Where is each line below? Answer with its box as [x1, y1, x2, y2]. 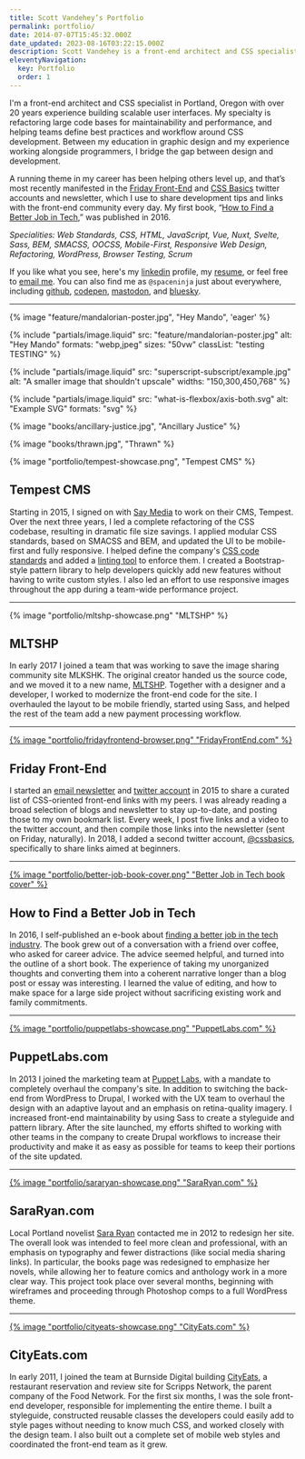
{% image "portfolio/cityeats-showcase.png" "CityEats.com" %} [9, 1321, 251, 1332]
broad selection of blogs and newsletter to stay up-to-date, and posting [9, 804, 278, 815]
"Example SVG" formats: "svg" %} [9, 403, 138, 414]
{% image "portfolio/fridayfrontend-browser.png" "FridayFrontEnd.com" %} [9, 734, 293, 745]
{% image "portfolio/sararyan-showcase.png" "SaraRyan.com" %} [9, 1176, 259, 1187]
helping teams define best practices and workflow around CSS [9, 126, 244, 137]
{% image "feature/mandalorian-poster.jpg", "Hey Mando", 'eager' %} [9, 311, 271, 323]
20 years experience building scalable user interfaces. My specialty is [9, 106, 271, 118]
